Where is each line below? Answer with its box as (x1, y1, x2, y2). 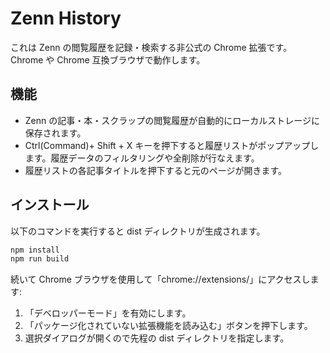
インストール (10, 197, 90, 214)
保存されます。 (24, 127, 87, 139)
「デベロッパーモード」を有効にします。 (24, 307, 192, 319)
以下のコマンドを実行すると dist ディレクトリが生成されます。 (10, 225, 266, 237)
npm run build (10, 254, 70, 264)
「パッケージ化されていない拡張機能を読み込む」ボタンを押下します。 (24, 320, 313, 332)
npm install (10, 245, 60, 255)
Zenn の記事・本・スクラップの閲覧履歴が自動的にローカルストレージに (24, 114, 320, 126)
